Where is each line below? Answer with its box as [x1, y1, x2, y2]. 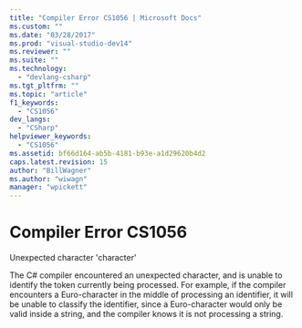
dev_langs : [9, 115, 51, 124]
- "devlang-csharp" [17, 73, 92, 82]
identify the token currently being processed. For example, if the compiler [9, 280, 286, 291]
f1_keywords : [9, 97, 59, 108]
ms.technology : [9, 65, 68, 74]
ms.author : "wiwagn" [9, 174, 89, 183]
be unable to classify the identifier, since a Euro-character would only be [9, 299, 283, 310]
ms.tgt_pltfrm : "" [9, 81, 79, 90]
